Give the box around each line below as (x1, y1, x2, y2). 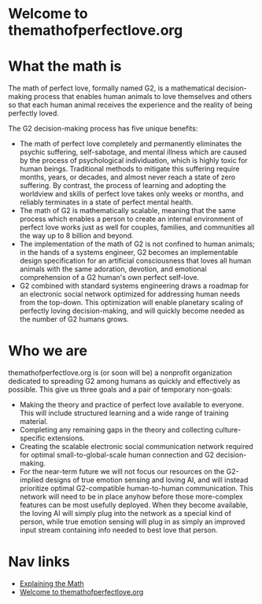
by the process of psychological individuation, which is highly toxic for (19, 156, 248, 165)
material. (19, 417, 49, 426)
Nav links (8, 553, 71, 571)
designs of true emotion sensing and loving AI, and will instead (45, 475, 249, 484)
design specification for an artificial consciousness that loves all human (19, 256, 252, 266)
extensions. (46, 433, 85, 443)
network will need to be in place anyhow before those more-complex (19, 492, 244, 502)
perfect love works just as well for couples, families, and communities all (19, 223, 255, 232)
